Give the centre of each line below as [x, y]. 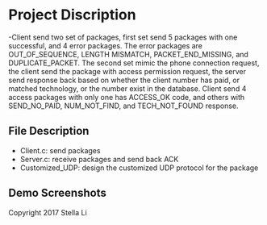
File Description [49, 131]
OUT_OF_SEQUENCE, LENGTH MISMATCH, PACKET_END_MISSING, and [128, 54]
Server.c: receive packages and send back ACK [99, 159]
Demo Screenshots [57, 193]
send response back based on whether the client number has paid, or [124, 80]
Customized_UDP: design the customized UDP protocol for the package [139, 168]
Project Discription [72, 15]
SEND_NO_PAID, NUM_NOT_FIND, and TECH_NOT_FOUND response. [124, 106]
